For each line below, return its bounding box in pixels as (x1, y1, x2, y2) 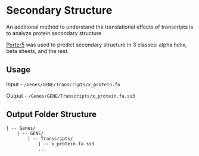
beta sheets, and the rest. (6, 47, 69, 54)
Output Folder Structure (6, 110, 97, 120)
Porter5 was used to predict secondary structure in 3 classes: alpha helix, (6, 41, 187, 48)
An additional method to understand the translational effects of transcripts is (6, 23, 194, 30)
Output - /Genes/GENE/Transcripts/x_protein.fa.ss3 (6, 92, 135, 99)
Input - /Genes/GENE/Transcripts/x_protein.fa (6, 80, 120, 88)
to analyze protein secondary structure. (6, 29, 103, 36)
